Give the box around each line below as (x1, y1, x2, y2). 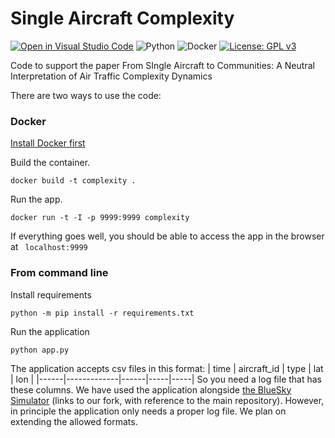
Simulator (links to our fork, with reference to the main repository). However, (10, 394, 325, 406)
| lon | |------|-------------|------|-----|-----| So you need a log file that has (10, 373, 322, 385)
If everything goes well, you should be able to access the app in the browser (10, 230, 325, 242)
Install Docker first (10, 137, 86, 149)
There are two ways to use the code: (10, 89, 162, 101)
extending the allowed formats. (10, 415, 138, 427)
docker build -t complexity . (10, 176, 137, 186)
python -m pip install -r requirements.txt (10, 308, 195, 318)
